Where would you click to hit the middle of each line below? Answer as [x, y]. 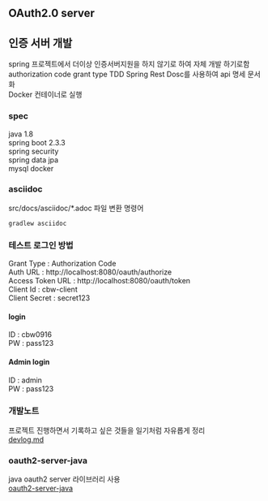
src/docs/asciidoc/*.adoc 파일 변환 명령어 [76, 208]
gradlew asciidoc [38, 223]
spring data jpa [34, 160]
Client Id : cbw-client [43, 289]
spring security [34, 151]
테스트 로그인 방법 [41, 245]
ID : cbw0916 [30, 335]
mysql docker [31, 168]
